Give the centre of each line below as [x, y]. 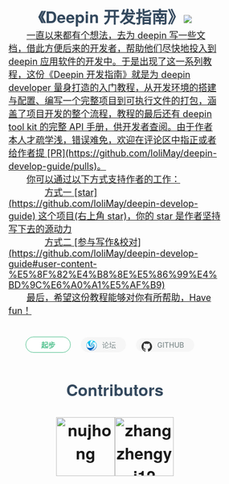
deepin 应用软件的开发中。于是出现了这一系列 [106, 61]
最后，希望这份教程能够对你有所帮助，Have [119, 298]
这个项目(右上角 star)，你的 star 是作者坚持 [129, 216]
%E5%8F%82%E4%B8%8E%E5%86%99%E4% [113, 275]
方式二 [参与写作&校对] [93, 242]
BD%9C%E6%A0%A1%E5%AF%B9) [87, 285]
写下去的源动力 [40, 230]
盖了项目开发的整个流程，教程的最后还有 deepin [110, 114]
